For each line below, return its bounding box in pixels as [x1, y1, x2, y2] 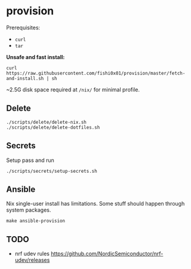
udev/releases [14, 256, 50, 264]
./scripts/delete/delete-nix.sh [6, 119, 87, 125]
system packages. [6, 206, 51, 213]
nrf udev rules [14, 250, 50, 258]
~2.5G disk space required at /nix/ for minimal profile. [6, 85, 140, 93]
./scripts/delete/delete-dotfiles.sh [6, 124, 100, 130]
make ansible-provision [6, 218, 66, 224]
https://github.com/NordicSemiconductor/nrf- [50, 250, 164, 258]
